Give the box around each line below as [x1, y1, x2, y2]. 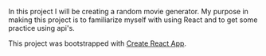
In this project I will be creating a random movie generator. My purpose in [8, 7, 249, 16]
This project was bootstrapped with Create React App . [8, 39, 187, 48]
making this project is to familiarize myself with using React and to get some [8, 15, 258, 24]
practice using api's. [8, 24, 76, 32]
